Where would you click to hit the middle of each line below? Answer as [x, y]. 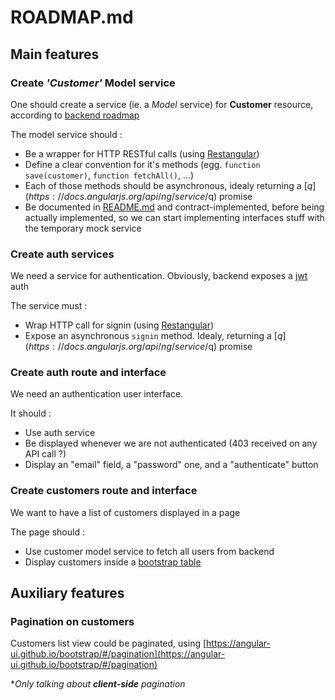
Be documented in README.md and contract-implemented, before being [174, 207]
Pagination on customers [72, 622]
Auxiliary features [67, 593]
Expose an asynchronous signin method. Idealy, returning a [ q [153, 336]
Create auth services [62, 254]
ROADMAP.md [72, 17]
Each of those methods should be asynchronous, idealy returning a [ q [168, 185]
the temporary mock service [83, 228]
